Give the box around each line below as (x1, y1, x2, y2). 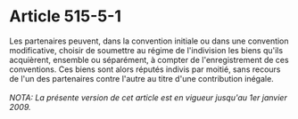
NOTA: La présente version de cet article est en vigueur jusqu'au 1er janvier (9, 91, 287, 103)
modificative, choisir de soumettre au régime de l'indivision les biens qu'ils (9, 44, 284, 55)
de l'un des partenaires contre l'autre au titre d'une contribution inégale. (9, 73, 274, 83)
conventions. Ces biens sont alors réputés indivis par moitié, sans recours (9, 64, 281, 75)
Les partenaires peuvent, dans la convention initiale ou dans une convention (9, 36, 289, 46)
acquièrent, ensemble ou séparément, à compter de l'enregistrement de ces (9, 54, 289, 65)
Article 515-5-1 (9, 6, 122, 27)
